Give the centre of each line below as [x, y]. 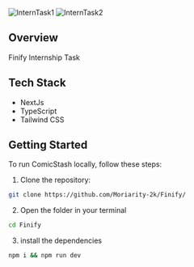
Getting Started [48, 145]
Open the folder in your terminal [73, 210]
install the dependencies [61, 241]
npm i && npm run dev [45, 256]
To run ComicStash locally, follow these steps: [85, 164]
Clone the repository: [55, 180]
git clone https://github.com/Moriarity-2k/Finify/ [97, 195]
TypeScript [38, 111]
